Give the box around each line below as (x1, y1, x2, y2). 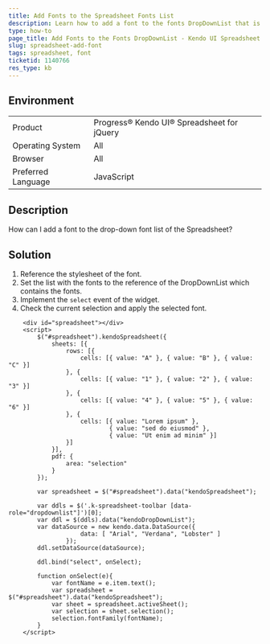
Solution (8, 248, 51, 261)
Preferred (12, 166, 49, 177)
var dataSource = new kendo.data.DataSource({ (37, 523, 196, 531)
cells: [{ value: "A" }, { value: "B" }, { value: (80, 355, 253, 363)
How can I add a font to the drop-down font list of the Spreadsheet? (8, 224, 233, 234)
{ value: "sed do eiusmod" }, (108, 425, 211, 433)
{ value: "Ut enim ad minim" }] (108, 432, 218, 440)
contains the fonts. (19, 286, 83, 296)
